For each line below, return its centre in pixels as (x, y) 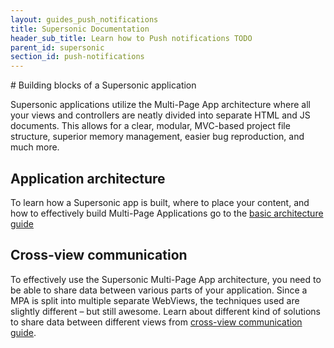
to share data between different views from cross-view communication (156, 322)
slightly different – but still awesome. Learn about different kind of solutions (165, 311)
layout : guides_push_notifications (84, 19)
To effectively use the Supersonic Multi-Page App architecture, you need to (166, 279)
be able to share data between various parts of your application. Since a (159, 290)
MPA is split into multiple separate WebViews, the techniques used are (155, 300)
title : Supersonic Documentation (80, 29)
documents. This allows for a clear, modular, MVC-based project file (150, 126)
